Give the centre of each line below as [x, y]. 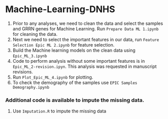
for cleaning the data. [35, 34]
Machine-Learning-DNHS [60, 9]
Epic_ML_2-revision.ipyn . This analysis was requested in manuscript [85, 66]
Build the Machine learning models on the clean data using [74, 50]
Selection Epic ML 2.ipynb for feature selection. [63, 45]
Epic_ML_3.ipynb [30, 56]
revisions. [23, 71]
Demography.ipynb [31, 87]
